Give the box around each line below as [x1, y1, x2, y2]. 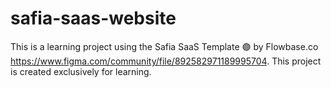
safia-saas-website [10, 7, 177, 30]
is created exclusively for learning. [10, 65, 152, 77]
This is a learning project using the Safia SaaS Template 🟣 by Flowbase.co [10, 40, 319, 52]
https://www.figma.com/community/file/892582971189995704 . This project [10, 55, 322, 67]
